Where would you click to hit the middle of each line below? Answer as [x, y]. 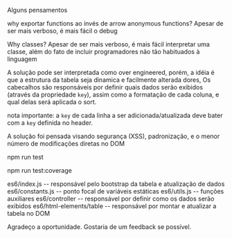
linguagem [22, 59]
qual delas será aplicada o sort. [52, 102]
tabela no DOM [29, 213]
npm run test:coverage [40, 170]
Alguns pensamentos [37, 10]
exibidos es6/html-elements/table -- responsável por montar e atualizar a [112, 206]
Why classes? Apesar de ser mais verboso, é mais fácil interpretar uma [108, 44]
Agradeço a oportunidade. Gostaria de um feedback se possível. [99, 227]
